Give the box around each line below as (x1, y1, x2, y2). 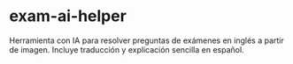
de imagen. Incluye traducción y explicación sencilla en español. (9, 44, 245, 54)
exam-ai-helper (9, 6, 127, 26)
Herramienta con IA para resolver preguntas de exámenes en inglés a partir (9, 35, 285, 46)
